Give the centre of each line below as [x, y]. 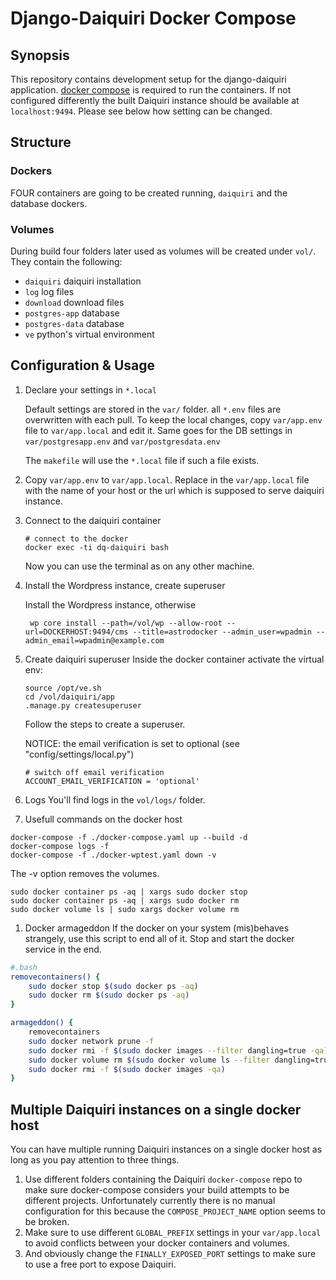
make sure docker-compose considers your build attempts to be [157, 1190]
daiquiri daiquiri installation [83, 281]
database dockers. [49, 203]
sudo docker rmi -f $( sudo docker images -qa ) [127, 1069]
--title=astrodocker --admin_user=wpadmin [222, 632]
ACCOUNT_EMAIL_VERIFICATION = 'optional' [112, 781]
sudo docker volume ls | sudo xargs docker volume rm [125, 909]
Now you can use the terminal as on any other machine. [139, 566]
